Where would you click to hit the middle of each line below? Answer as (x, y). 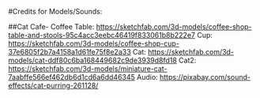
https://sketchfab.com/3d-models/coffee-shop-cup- (94, 43)
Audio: (147, 77)
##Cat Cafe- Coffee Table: (51, 26)
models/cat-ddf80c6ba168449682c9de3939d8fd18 (93, 60)
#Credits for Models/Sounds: (55, 11)
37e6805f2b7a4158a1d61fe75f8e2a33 (70, 52)
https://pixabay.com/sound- (205, 77)
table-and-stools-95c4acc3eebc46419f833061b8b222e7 (102, 35)
